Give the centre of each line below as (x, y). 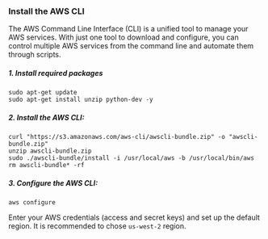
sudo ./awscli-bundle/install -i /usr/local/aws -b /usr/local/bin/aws (131, 158)
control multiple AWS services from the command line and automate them (131, 46)
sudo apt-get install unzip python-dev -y (81, 100)
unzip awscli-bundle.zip (50, 151)
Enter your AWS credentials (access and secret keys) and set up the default (134, 218)
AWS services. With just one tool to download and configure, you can (124, 37)
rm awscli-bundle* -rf (46, 166)
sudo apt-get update (43, 93)
